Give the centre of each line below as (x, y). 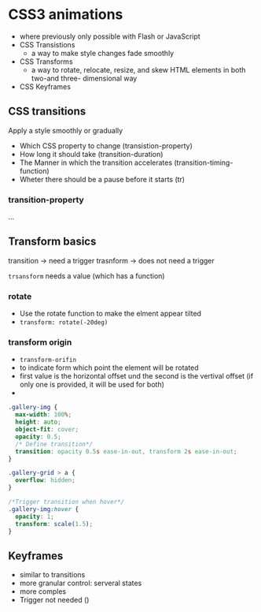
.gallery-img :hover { (44, 509)
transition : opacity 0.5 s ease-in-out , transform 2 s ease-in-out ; (126, 451)
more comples (43, 591)
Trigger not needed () (54, 600)
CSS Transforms (46, 62)
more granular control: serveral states (81, 583)
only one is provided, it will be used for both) (92, 385)
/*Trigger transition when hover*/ (66, 502)
